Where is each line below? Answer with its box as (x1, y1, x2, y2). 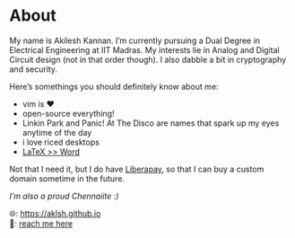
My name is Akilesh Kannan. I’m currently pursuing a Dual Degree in (9, 35, 261, 46)
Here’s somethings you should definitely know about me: (9, 81, 219, 92)
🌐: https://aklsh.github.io (9, 207, 101, 218)
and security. (9, 64, 58, 75)
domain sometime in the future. (9, 172, 126, 184)
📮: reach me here (9, 217, 74, 229)
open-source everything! (22, 108, 115, 119)
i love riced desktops (22, 137, 100, 147)
